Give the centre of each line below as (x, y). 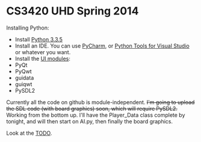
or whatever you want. (43, 52)
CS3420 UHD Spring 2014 (73, 11)
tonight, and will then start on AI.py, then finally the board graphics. (90, 121)
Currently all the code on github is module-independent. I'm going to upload (100, 102)
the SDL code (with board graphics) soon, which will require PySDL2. (92, 108)
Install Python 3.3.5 (39, 39)
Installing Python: (28, 28)
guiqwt (23, 84)
